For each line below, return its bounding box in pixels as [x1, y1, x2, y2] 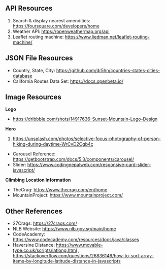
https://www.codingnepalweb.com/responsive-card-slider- [27, 162, 151, 168]
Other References [5, 207, 62, 215]
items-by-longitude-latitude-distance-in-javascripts [12, 258, 121, 264]
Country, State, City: [12, 67, 55, 73]
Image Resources [5, 93, 62, 102]
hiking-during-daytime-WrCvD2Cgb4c [12, 141, 94, 147]
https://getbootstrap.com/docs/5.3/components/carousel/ [12, 156, 135, 162]
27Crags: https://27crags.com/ [12, 220, 77, 226]
